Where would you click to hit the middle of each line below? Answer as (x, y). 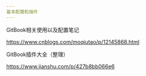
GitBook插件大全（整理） (38, 54)
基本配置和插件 (22, 12)
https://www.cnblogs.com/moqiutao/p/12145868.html (73, 42)
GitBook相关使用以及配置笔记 (43, 30)
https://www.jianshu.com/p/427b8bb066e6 (61, 66)
